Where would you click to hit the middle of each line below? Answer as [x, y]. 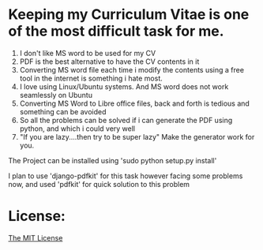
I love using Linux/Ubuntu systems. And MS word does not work [124, 86]
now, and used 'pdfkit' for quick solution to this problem [99, 184]
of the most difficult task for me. [116, 31]
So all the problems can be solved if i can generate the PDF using [126, 120]
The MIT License [36, 237]
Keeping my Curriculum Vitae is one [129, 15]
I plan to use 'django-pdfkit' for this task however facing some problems [126, 176]
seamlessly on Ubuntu [56, 95]
